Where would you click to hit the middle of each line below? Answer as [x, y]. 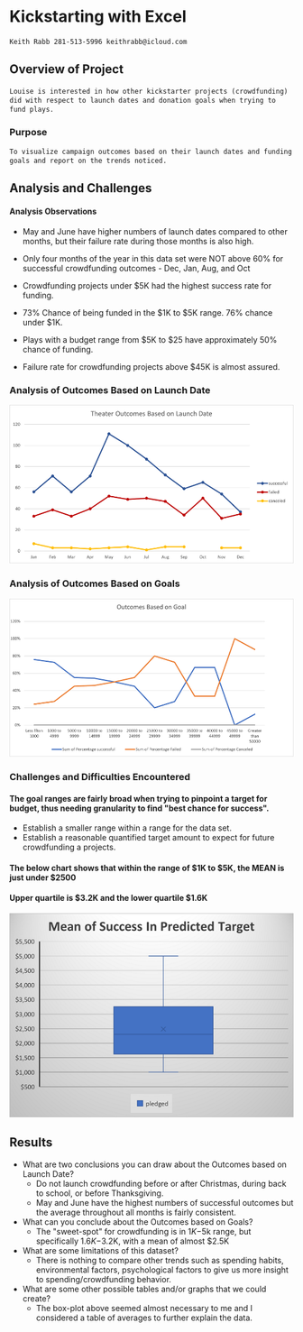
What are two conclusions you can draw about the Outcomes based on [154, 1164]
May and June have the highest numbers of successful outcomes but [165, 1202]
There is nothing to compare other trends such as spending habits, [160, 1260]
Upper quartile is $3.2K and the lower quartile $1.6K [109, 898]
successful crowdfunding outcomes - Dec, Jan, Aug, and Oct [136, 268]
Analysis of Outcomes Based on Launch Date [110, 390]
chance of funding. [58, 349]
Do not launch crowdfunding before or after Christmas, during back [161, 1183]
